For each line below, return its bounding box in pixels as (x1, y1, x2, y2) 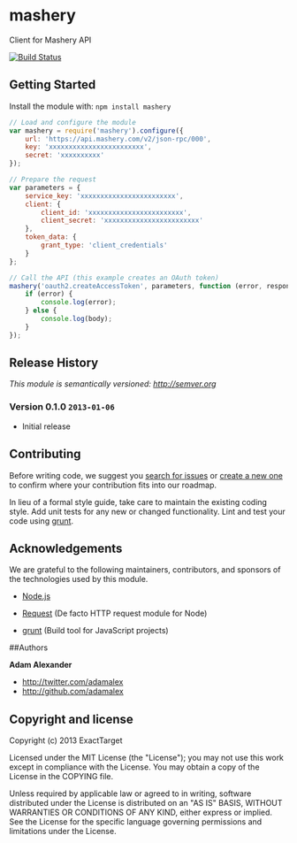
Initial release (21, 421, 71, 432)
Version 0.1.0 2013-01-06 (9, 401, 115, 413)
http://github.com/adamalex (21, 686, 124, 697)
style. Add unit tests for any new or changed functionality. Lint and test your (9, 506, 286, 517)
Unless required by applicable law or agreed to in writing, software (9, 788, 252, 799)
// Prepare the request (9, 175, 97, 184)
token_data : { (25, 233, 77, 241)
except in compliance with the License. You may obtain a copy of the (9, 762, 260, 772)
